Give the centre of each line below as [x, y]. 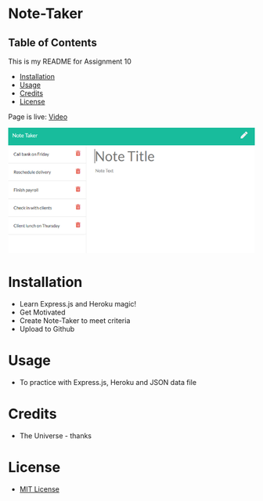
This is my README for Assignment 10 [70, 61]
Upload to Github [47, 329]
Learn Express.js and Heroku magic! [78, 303]
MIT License [40, 489]
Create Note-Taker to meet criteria [75, 320]
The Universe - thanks [56, 435]
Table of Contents [53, 43]
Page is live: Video [38, 117]
